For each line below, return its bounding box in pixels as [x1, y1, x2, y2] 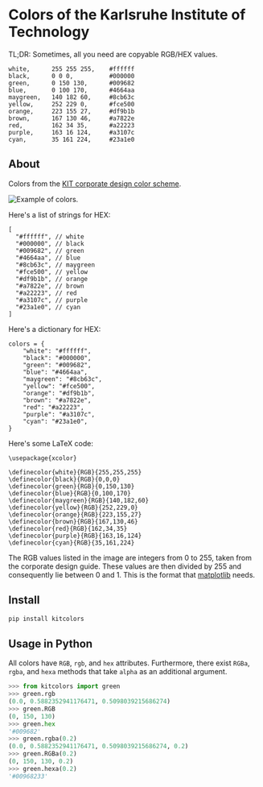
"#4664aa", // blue [15, 254, 81, 262]
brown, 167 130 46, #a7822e [8, 114, 135, 122]
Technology [8, 23, 90, 41]
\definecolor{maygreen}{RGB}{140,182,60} [8, 496, 150, 504]
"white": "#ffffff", [23, 346, 92, 355]
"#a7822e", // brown [15, 282, 84, 290]
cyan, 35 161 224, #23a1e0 [8, 135, 135, 143]
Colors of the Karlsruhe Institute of [8, 6, 246, 24]
